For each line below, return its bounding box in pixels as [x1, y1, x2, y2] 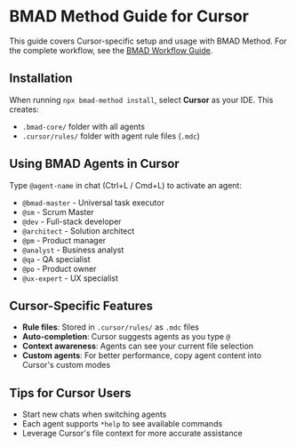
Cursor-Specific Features [9, 298, 154, 313]
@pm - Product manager [21, 235, 107, 245]
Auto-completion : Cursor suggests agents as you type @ [21, 331, 231, 342]
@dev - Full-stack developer [21, 216, 122, 227]
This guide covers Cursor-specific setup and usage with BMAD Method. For [9, 36, 287, 46]
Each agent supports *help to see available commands [21, 419, 223, 429]
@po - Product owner [21, 263, 97, 274]
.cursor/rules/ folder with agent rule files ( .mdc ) [21, 131, 200, 141]
